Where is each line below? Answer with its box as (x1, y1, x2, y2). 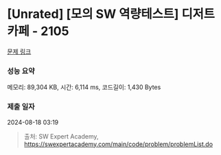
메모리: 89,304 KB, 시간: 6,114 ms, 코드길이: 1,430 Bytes (7, 83, 161, 91)
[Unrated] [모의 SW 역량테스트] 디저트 (7, 6, 215, 22)
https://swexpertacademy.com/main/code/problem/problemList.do (23, 140, 213, 148)
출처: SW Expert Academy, (23, 132, 99, 141)
